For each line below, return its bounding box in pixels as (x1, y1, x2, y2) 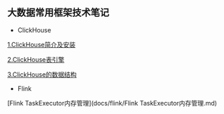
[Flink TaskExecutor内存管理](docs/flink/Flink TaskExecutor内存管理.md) (7, 99, 217, 107)
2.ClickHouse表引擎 (7, 55, 65, 63)
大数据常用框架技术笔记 (7, 6, 109, 19)
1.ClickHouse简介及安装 (7, 40, 76, 49)
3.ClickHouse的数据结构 (7, 70, 77, 79)
